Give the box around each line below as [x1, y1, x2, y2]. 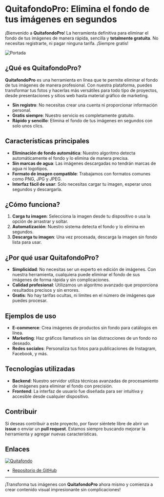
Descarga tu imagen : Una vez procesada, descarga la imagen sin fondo [12, 234, 158, 240]
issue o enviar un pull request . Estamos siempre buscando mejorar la [5, 426, 145, 432]
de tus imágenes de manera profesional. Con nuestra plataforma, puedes [5, 82, 152, 88]
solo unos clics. [12, 123, 44, 129]
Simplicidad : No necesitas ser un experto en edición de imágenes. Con [12, 266, 156, 272]
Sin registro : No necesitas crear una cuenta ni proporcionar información [12, 102, 158, 108]
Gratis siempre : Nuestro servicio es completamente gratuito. [12, 112, 135, 118]
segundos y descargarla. [12, 186, 62, 192]
